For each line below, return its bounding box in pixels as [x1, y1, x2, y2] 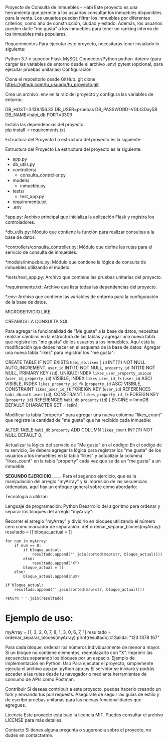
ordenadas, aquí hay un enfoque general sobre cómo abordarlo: [5, 484, 137, 490]
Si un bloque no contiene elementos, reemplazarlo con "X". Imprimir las [5, 650, 153, 656]
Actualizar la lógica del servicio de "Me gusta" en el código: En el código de [5, 442, 162, 448]
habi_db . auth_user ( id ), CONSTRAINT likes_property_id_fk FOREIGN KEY [5, 392, 159, 397]
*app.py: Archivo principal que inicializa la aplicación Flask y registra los [5, 214, 154, 220]
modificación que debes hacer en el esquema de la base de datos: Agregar [5, 344, 161, 350]
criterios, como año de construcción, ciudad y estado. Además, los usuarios [5, 20, 163, 26]
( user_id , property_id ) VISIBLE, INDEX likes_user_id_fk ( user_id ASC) [5, 376, 152, 381]
